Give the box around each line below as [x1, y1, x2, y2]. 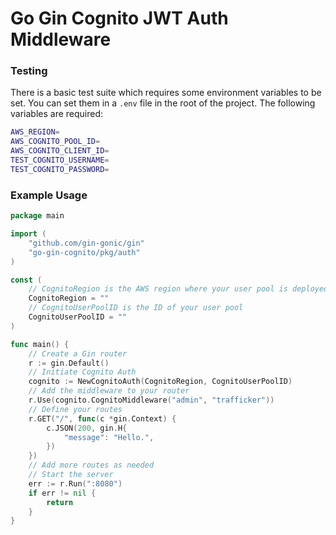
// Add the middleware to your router [28, 386, 190, 396]
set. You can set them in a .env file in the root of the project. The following [10, 97, 316, 109]
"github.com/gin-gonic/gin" [28, 238, 145, 248]
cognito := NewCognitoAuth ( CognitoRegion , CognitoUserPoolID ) [28, 377, 293, 387]
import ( [10, 229, 47, 239]
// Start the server [28, 470, 114, 480]
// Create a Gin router [28, 348, 128, 359]
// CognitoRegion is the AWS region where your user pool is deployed [28, 284, 329, 294]
